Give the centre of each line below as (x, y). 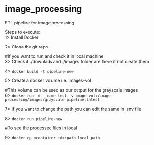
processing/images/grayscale (35, 100)
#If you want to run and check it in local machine (54, 56)
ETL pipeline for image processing (40, 23)
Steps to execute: (23, 32)
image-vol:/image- (94, 96)
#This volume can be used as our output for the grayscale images (72, 90)
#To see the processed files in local (41, 128)
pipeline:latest (83, 100)
